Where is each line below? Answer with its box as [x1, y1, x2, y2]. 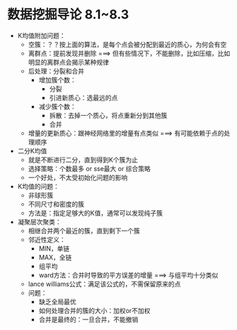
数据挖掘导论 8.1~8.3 [7, 6, 129, 23]
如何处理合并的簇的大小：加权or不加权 [38, 306, 151, 314]
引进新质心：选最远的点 [49, 93, 118, 101]
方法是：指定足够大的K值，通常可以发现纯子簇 [28, 209, 163, 217]
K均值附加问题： [17, 31, 66, 40]
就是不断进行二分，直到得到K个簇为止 [28, 155, 138, 164]
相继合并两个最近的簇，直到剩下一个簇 [28, 226, 140, 235]
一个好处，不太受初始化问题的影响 [28, 173, 128, 182]
